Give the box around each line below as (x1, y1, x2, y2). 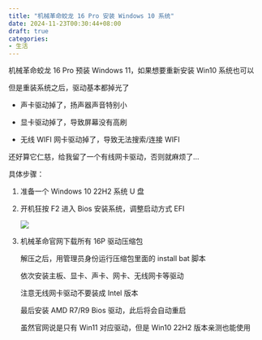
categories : (8, 34, 49, 43)
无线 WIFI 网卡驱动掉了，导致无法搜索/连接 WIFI (19, 135, 180, 145)
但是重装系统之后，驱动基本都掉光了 (8, 83, 130, 93)
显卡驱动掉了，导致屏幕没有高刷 (19, 117, 127, 127)
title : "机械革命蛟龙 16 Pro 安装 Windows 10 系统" (8, 11, 174, 20)
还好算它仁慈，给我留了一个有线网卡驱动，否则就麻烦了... (8, 152, 200, 162)
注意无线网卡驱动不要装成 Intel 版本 (19, 288, 139, 298)
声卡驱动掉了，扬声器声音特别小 (19, 100, 127, 110)
